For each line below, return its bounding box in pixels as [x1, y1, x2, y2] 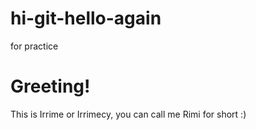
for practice [10, 40, 59, 52]
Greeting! [10, 75, 91, 98]
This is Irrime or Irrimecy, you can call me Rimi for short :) [10, 108, 247, 120]
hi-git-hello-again [10, 7, 162, 30]
